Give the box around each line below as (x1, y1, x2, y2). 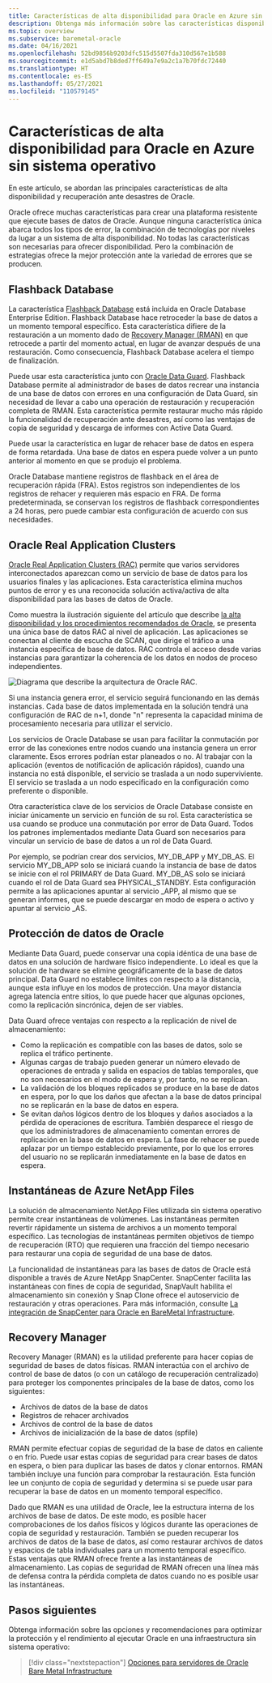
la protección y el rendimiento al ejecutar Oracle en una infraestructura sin (8, 1634, 257, 1643)
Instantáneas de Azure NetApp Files (8, 1184, 194, 1198)
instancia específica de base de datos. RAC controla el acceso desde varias (8, 644, 261, 654)
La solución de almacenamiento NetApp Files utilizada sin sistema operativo (8, 1205, 261, 1215)
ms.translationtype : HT (8, 65, 89, 73)
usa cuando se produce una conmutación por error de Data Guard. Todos (8, 819, 253, 829)
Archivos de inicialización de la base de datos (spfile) (19, 1428, 198, 1438)
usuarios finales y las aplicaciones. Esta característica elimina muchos (8, 577, 243, 586)
